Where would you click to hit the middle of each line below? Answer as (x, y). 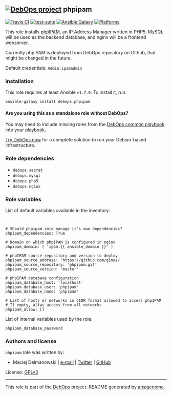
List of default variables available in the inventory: (58, 210)
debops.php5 (25, 181)
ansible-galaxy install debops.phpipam (48, 102)
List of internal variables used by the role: (49, 319)
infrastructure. (20, 145)
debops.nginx (27, 186)
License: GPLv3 (22, 372)
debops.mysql (27, 175)
